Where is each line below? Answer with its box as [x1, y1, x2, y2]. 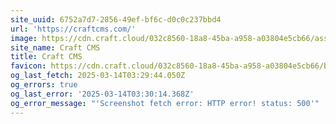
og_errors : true [10, 80, 78, 90]
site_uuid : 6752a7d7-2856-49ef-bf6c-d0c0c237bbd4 [10, 14, 222, 25]
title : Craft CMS [10, 52, 83, 62]
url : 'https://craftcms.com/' [10, 24, 137, 34]
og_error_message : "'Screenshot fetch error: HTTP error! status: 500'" [10, 98, 320, 108]
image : [10, 33, 38, 43]
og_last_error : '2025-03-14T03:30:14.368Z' [10, 89, 195, 99]
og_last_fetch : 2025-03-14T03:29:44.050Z [10, 71, 186, 81]
